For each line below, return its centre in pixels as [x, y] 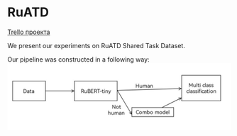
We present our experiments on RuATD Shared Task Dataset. [97, 45]
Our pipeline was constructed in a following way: [79, 59]
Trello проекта [29, 32]
